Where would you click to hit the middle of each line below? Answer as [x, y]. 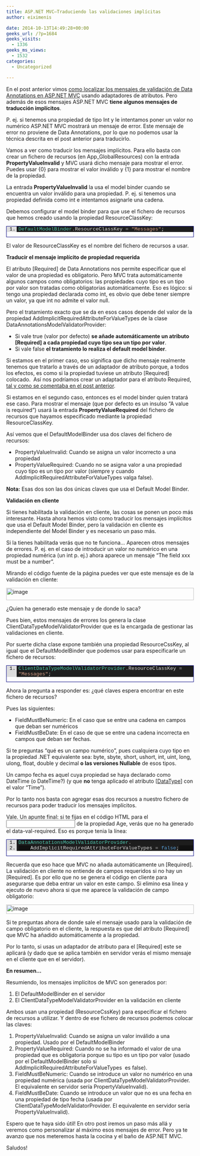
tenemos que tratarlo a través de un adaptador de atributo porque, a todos [98, 367]
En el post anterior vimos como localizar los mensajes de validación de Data [99, 89]
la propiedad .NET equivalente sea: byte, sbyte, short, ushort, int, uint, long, [99, 757]
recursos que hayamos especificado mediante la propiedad [79, 416]
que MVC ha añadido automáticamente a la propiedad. [73, 935]
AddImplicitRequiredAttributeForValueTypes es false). [81, 1068]
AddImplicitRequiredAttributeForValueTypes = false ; [105, 848]
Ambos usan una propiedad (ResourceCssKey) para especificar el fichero [96, 1012]
